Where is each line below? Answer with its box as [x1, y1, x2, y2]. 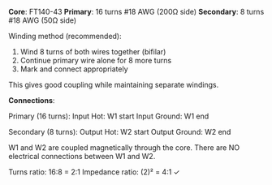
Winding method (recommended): [8, 32, 122, 41]
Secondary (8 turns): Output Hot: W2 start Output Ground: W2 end [8, 127, 231, 136]
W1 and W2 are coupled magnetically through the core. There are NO [8, 143, 240, 153]
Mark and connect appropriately [19, 64, 128, 74]
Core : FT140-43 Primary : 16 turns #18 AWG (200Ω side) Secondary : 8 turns [8, 7, 265, 16]
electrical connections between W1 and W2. [8, 152, 156, 161]
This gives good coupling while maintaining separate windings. [8, 80, 219, 89]
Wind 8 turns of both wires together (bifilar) [19, 47, 166, 56]
